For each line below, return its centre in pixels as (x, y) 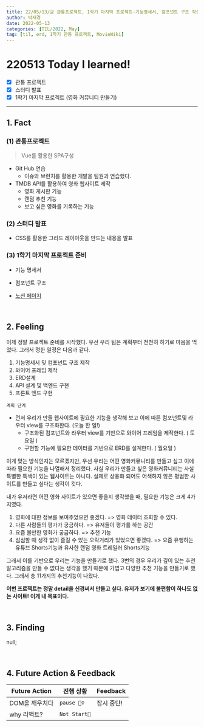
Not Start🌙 (75, 714)
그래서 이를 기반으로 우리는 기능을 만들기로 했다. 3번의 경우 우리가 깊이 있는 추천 (101, 560)
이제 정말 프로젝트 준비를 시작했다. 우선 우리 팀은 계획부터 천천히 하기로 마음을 (99, 342)
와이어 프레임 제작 (36, 370)
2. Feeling (25, 327)
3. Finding (25, 628)
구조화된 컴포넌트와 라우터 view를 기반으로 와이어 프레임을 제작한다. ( (106, 433)
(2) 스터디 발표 (26, 224)
